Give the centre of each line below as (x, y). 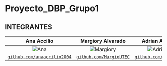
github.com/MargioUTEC (103, 57)
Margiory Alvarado (103, 41)
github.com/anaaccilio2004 (40, 57)
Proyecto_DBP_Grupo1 (52, 9)
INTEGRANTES (29, 27)
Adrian (150, 41)
